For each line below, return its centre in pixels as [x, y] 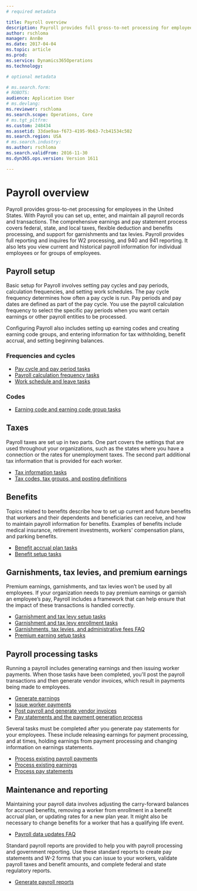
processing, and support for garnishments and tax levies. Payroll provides [95, 234]
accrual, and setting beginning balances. [55, 341]
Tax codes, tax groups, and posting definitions [71, 478]
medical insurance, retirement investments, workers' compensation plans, [95, 530]
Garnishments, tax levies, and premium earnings [97, 572]
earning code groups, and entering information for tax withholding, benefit [96, 334]
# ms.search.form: [28, 87]
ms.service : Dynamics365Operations [50, 60]
